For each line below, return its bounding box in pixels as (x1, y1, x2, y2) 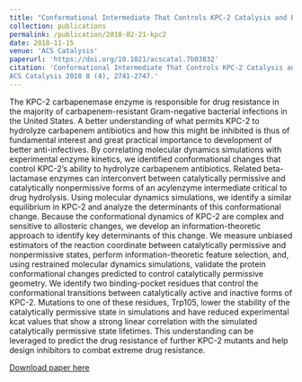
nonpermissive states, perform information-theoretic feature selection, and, (9, 249, 289, 260)
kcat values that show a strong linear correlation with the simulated (9, 315, 258, 326)
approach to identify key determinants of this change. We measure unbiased (9, 230, 293, 241)
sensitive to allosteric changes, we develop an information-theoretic (9, 220, 262, 231)
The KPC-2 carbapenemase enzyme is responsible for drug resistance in (9, 96, 280, 107)
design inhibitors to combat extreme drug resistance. (9, 344, 206, 355)
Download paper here (9, 361, 90, 373)
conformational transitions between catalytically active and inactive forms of (9, 287, 293, 298)
